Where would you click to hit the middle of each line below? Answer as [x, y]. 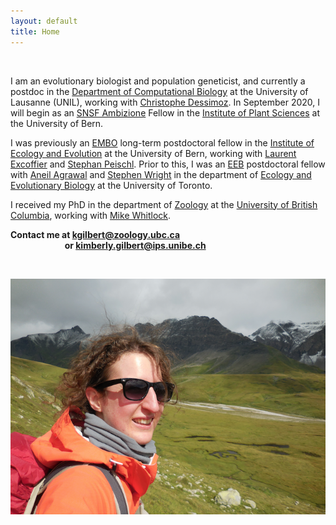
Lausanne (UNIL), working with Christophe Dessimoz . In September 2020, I [165, 102]
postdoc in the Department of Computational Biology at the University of [159, 91]
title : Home [35, 31]
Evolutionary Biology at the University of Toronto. [111, 185]
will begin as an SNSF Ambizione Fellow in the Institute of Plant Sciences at [165, 112]
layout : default [44, 21]
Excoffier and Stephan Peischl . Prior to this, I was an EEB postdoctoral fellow [168, 164]
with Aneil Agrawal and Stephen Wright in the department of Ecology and [161, 174]
